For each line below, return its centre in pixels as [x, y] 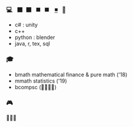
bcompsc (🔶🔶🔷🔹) [35, 87]
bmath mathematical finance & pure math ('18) [71, 74]
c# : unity [26, 25]
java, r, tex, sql [32, 44]
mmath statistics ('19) [41, 81]
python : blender [35, 37]
